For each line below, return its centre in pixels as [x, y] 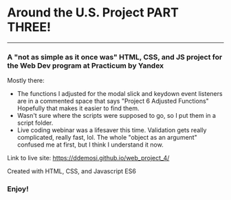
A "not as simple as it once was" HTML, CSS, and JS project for [115, 57]
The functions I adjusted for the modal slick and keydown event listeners [120, 94]
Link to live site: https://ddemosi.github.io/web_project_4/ [88, 158]
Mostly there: [26, 81]
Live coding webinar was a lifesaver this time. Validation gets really [112, 130]
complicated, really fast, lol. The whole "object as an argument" [107, 138]
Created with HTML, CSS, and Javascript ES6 [71, 171]
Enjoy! [18, 189]
